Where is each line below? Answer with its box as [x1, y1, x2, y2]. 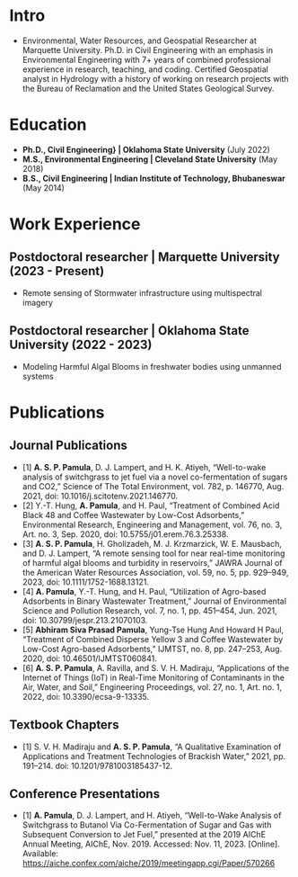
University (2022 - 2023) [9, 337, 153, 353]
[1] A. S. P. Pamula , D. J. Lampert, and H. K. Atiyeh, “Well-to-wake [22, 461, 267, 472]
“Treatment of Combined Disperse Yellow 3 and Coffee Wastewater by [22, 633, 284, 644]
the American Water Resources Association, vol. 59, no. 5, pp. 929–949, [22, 567, 289, 577]
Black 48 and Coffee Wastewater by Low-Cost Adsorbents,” [22, 509, 245, 520]
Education [9, 114, 87, 135]
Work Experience [9, 214, 141, 235]
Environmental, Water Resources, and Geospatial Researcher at [22, 35, 258, 46]
